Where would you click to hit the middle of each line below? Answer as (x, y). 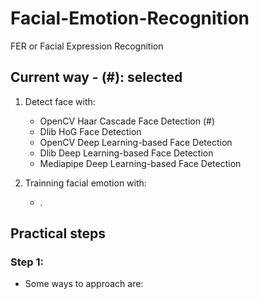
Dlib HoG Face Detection (90, 131)
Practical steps (58, 233)
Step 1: (27, 262)
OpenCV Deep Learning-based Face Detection (136, 142)
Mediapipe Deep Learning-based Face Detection (140, 163)
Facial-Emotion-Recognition (130, 18)
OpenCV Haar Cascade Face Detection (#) (127, 121)
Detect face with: (60, 101)
